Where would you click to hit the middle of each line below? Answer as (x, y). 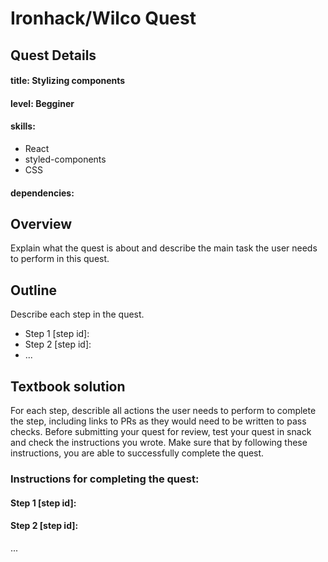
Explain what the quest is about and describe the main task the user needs (164, 248)
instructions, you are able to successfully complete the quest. (137, 453)
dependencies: (42, 193)
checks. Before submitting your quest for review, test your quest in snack (161, 431)
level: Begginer (42, 103)
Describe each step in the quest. (77, 314)
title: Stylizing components (68, 81)
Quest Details (53, 55)
